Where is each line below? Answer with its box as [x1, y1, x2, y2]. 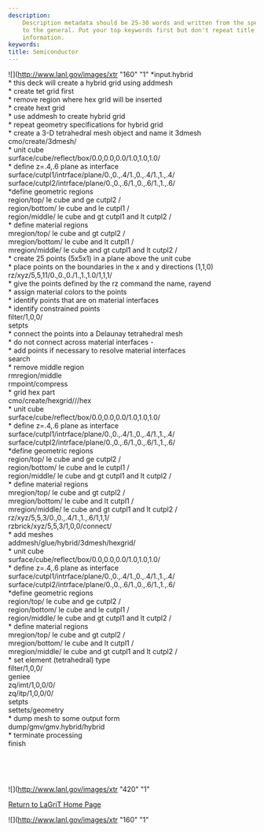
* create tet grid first [8, 87, 75, 95]
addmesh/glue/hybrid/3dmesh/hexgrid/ [8, 538, 136, 547]
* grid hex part [8, 387, 56, 397]
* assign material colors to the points [8, 287, 127, 296]
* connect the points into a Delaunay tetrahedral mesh [8, 329, 183, 338]
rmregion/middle [8, 371, 62, 380]
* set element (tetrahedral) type [8, 655, 111, 664]
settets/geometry [8, 705, 64, 715]
